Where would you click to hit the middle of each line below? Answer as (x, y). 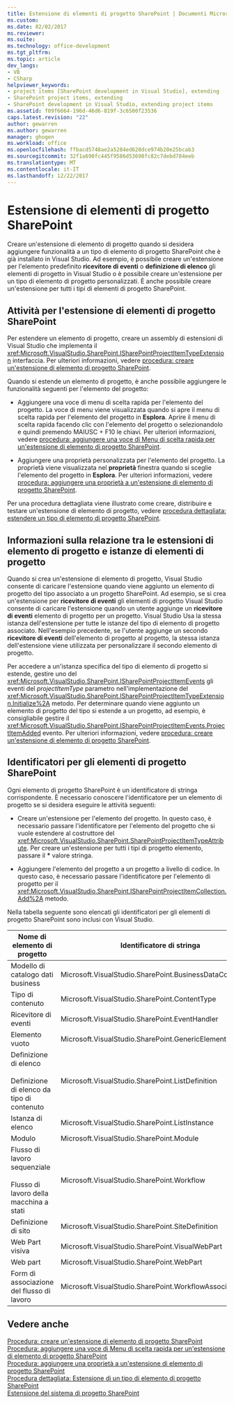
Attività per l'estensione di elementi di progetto (111, 311)
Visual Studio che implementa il (52, 346)
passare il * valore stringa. (55, 855)
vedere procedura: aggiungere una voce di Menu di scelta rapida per (116, 439)
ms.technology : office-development (59, 46)
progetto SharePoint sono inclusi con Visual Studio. (81, 919)
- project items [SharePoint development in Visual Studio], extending (113, 91)
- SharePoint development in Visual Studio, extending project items (110, 105)
